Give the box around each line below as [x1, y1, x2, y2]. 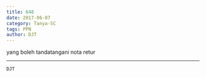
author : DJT [6, 32, 37, 38]
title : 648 [6, 9, 34, 15]
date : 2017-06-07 [6, 15, 51, 21]
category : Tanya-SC [6, 20, 56, 26]
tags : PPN [6, 26, 32, 32]
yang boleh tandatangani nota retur [6, 48, 96, 56]
